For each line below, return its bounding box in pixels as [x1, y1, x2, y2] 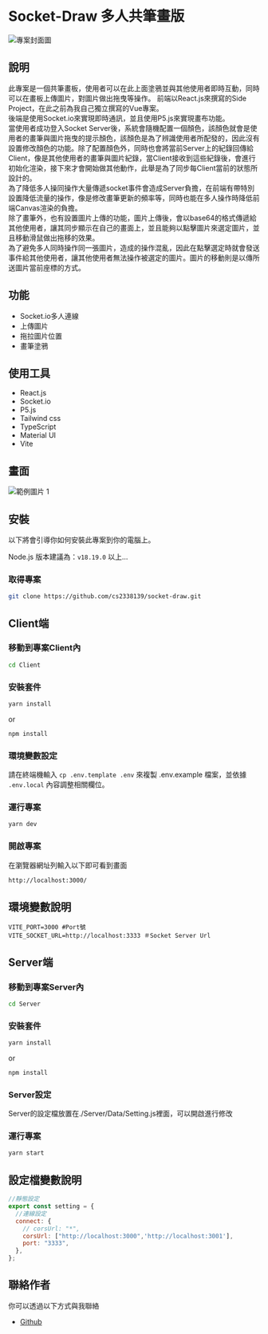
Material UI [19, 431, 57, 440]
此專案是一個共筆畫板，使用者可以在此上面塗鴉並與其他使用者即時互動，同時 [8, 83, 260, 92]
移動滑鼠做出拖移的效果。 [14, 233, 100, 242]
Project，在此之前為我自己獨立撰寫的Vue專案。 [8, 103, 164, 112]
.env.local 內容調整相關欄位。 [8, 780, 109, 789]
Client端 [8, 616, 49, 630]
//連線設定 [15, 1210, 47, 1218]
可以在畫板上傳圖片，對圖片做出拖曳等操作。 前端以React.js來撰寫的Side [8, 93, 247, 103]
